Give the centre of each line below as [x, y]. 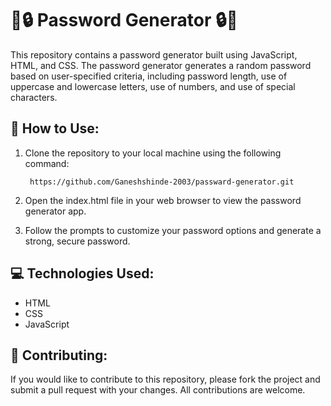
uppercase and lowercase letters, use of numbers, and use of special [153, 86]
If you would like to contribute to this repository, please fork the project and [165, 379]
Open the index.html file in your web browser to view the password [163, 200]
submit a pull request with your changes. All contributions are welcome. [158, 390]
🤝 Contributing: [59, 355]
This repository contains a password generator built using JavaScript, [154, 54]
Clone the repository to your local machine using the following [153, 153]
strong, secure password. [77, 241]
